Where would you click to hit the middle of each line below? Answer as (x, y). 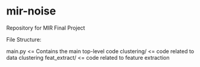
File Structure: (24, 39)
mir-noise (31, 11)
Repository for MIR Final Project (46, 28)
